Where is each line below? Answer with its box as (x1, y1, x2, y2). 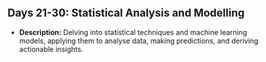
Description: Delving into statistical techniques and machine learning (18, 27, 248, 37)
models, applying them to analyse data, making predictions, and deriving (18, 36, 259, 45)
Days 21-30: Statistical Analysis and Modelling (7, 6, 245, 20)
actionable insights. (18, 44, 84, 54)
